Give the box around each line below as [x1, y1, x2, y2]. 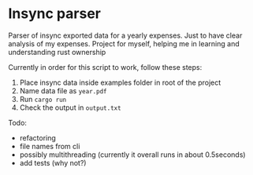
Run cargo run [19, 94, 67, 104]
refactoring [19, 133, 57, 142]
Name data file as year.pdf [19, 86, 107, 95]
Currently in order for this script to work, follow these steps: [8, 62, 203, 71]
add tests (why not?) [19, 158, 87, 167]
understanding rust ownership [8, 47, 106, 57]
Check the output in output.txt [19, 103, 121, 112]
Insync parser [8, 5, 101, 23]
